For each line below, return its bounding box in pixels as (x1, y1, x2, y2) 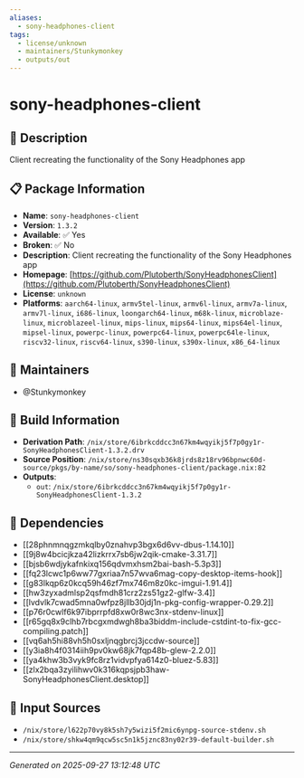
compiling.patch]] (22, 626, 89, 637)
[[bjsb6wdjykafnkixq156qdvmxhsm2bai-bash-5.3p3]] (22, 558, 222, 570)
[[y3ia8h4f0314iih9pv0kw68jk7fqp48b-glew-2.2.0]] (22, 645, 217, 656)
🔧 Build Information (9, 413, 120, 428)
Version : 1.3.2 (22, 219, 79, 231)
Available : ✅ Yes (22, 229, 86, 240)
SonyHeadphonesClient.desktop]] (22, 674, 149, 685)
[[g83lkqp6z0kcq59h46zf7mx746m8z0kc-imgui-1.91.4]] (22, 578, 233, 589)
